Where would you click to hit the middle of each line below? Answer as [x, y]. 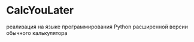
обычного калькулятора [37, 33]
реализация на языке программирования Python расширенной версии [97, 27]
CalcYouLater [40, 10]
